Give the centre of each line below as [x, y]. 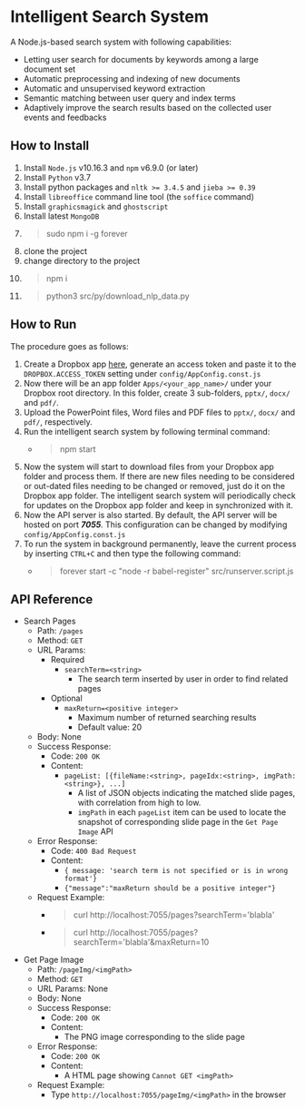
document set [49, 69]
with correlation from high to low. [139, 803]
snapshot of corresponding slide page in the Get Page [178, 822]
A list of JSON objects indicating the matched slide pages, [187, 793]
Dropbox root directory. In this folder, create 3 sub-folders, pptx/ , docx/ [157, 393]
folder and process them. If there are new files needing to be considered [159, 476]
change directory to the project [82, 260]
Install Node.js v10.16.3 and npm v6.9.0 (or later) [111, 167]
